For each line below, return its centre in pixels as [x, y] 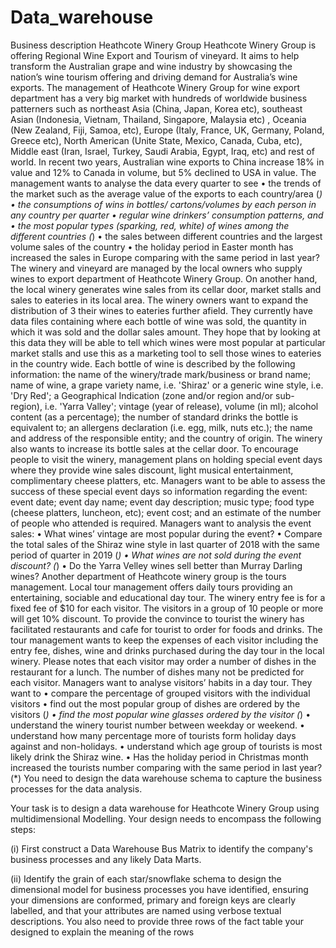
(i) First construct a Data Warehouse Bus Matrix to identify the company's [161, 848]
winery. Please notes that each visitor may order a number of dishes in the [163, 661]
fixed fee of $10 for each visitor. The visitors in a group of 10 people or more [167, 608]
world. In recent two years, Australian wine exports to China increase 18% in [167, 162]
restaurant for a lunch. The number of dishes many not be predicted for [157, 672]
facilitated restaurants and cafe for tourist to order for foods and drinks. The [166, 629]
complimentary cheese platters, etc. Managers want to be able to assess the [168, 480]
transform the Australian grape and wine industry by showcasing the [151, 66]
